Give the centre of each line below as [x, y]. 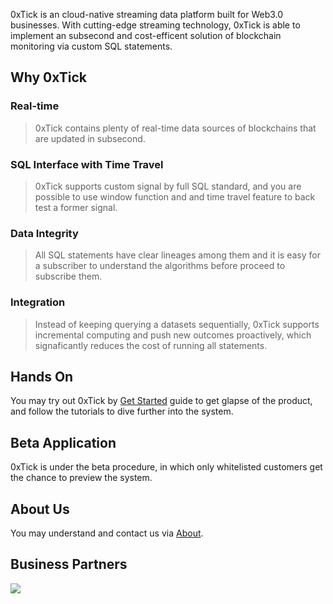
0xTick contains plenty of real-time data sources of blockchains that [175, 128]
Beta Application [63, 442]
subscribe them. [68, 276]
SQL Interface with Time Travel [87, 164]
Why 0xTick [49, 77]
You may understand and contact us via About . [107, 533]
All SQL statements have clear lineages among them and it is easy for [177, 255]
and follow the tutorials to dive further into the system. [122, 411]
